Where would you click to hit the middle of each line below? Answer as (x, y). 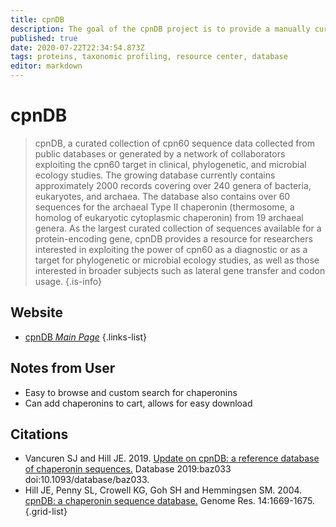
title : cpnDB (37, 19)
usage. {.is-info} (68, 281)
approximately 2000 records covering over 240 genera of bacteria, (173, 185)
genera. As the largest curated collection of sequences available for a (178, 228)
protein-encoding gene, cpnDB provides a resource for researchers (173, 238)
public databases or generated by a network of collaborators (160, 153)
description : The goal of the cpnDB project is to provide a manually (160, 29)
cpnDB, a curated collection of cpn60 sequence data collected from (175, 143)
